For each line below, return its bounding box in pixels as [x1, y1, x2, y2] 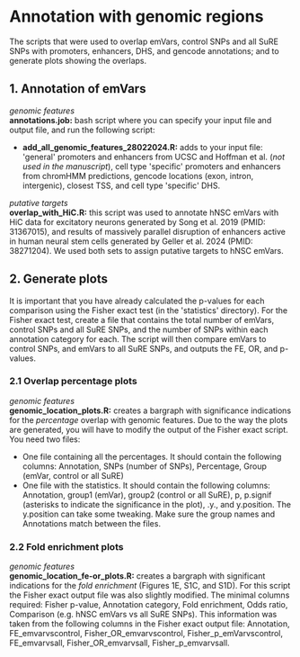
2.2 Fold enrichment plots [9, 540, 124, 553]
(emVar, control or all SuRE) [22, 470, 124, 481]
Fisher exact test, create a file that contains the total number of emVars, [9, 314, 275, 325]
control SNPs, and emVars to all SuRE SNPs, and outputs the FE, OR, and [9, 343, 278, 354]
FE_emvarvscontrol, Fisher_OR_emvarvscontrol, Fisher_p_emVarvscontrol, [9, 628, 284, 639]
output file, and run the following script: [9, 124, 155, 135]
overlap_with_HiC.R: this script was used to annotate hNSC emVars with [9, 207, 279, 218]
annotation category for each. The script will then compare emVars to [9, 333, 267, 344]
